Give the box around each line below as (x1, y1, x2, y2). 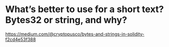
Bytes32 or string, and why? (5, 14, 127, 26)
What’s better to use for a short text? (5, 4, 164, 15)
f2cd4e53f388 (5, 36, 36, 42)
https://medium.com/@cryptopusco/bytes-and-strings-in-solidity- (5, 31, 145, 37)
